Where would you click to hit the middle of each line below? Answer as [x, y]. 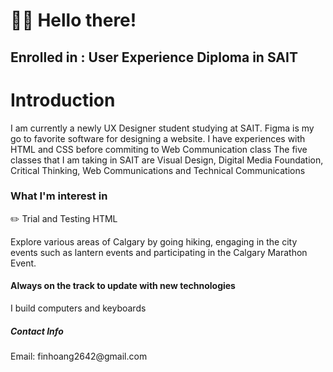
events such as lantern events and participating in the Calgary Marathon [159, 252]
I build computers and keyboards [78, 308]
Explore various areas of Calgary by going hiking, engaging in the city [154, 241]
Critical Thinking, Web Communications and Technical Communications [158, 170]
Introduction [63, 100]
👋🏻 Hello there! [73, 20]
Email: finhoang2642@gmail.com [79, 356]
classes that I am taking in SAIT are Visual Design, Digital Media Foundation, [167, 160]
